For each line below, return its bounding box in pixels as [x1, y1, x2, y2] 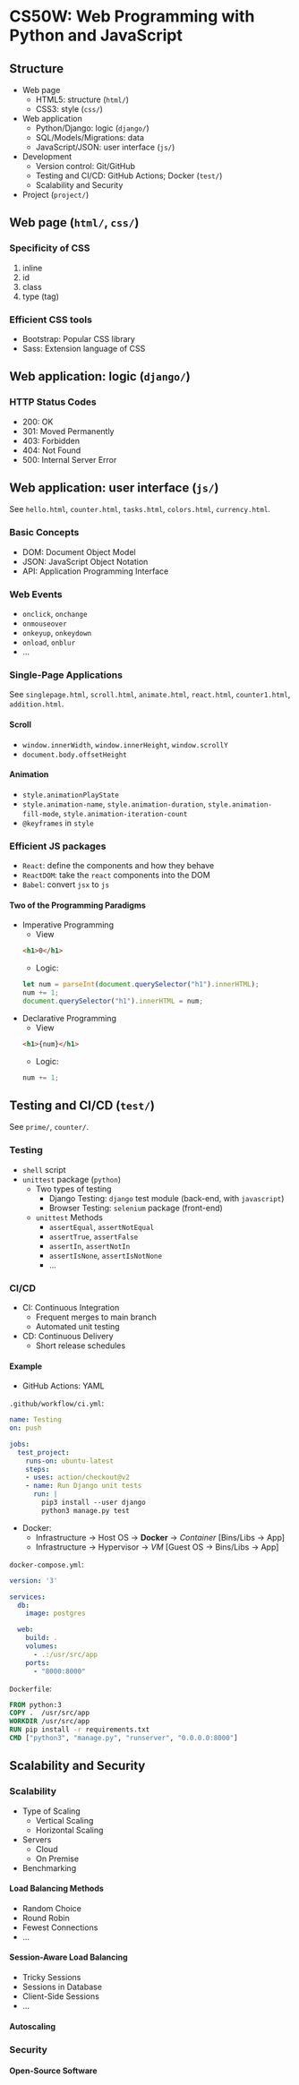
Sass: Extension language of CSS [21, 343, 146, 354]
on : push [9, 1423, 42, 1433]
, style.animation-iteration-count [58, 808, 188, 818]
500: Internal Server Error [21, 454, 117, 465]
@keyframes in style [21, 817, 94, 828]
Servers [21, 1833, 52, 1845]
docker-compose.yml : [9, 1559, 84, 1569]
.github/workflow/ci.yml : [9, 1398, 105, 1409]
